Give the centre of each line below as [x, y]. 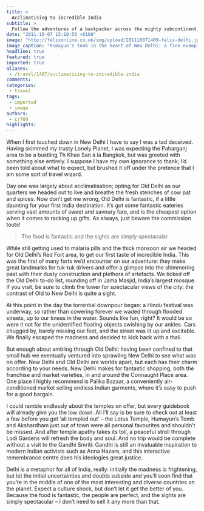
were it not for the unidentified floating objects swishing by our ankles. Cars [101, 325]
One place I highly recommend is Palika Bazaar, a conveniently [85, 381]
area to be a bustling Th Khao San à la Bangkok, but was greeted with [93, 155]
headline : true [25, 52]
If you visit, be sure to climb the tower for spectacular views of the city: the [100, 287]
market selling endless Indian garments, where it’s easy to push [117, 388]
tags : [13, 96]
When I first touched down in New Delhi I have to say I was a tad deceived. [100, 142]
